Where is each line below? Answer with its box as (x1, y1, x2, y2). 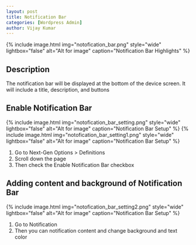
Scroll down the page (14, 155, 66, 162)
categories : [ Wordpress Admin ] (6, 19, 82, 25)
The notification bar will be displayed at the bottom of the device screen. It (6, 80, 186, 87)
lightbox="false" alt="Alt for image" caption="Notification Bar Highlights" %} (6, 48, 190, 55)
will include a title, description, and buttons (6, 86, 110, 93)
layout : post (6, 8, 38, 15)
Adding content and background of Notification (6, 179, 183, 189)
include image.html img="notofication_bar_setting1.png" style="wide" (6, 131, 174, 138)
